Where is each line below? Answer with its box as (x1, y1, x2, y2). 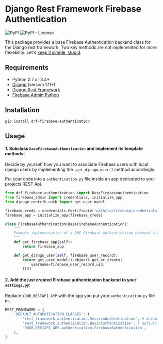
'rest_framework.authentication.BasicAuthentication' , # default (22, 321, 158, 326)
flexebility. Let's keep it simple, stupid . (5, 49, 81, 55)
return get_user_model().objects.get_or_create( (22, 257, 123, 262)
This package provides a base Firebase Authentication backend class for (5, 39, 151, 45)
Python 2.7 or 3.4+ (12, 76, 50, 82)
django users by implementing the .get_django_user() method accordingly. (5, 166, 156, 173)
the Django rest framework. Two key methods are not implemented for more (5, 44, 157, 50)
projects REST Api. (5, 181, 43, 187)
